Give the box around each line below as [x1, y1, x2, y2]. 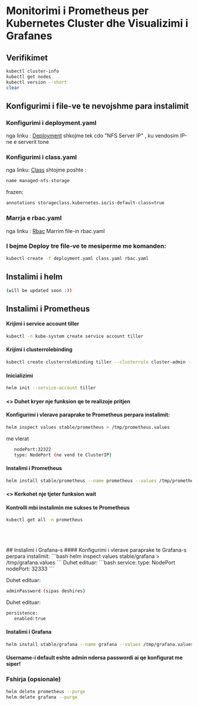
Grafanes [6, 29, 52, 42]
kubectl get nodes [6, 74, 51, 80]
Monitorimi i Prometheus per [6, 4, 149, 18]
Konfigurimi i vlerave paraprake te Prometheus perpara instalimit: [6, 411, 170, 418]
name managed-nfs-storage [6, 178, 70, 184]
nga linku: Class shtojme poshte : [6, 166, 87, 173]
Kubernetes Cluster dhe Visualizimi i [6, 17, 189, 30]
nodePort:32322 [14, 446, 51, 452]
